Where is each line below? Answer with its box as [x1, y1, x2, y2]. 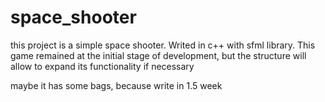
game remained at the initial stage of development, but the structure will [10, 49, 307, 61]
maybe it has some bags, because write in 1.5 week [10, 79, 223, 91]
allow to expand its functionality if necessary [10, 60, 195, 72]
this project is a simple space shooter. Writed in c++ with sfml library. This [10, 39, 316, 51]
